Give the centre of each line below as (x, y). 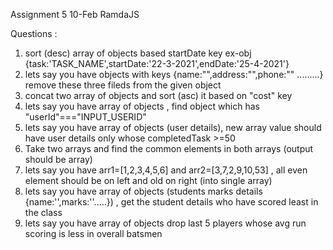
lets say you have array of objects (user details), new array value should (173, 127)
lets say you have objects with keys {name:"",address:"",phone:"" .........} (174, 74)
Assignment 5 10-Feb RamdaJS (75, 14)
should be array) (58, 159)
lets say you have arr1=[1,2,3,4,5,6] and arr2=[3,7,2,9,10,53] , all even (166, 170)
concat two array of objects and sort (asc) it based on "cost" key (158, 95)
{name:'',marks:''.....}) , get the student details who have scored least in (171, 202)
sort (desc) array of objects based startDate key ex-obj (138, 53)
